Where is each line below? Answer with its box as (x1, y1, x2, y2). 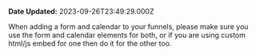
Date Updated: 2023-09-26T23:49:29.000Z (8, 7, 154, 16)
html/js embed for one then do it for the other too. (8, 39, 172, 48)
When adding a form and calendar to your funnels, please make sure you (8, 22, 249, 31)
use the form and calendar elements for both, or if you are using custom (8, 31, 246, 39)
